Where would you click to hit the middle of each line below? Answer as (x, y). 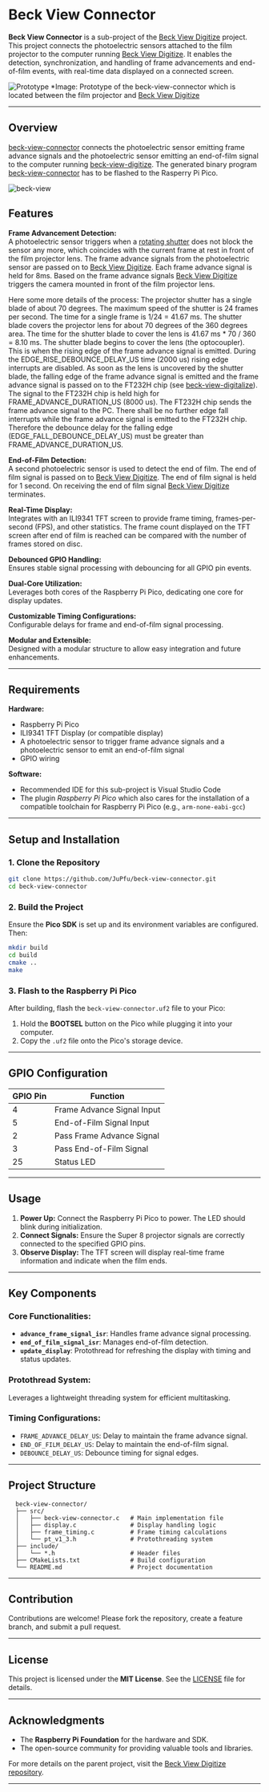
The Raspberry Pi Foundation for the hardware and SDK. (114, 1740)
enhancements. (34, 657)
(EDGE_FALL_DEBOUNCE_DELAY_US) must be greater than (106, 436)
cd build (23, 955)
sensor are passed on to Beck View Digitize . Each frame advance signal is (130, 267)
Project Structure (52, 1486)
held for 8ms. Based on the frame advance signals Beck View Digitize (123, 275)
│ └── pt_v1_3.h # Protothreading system (114, 1539)
